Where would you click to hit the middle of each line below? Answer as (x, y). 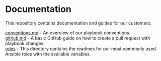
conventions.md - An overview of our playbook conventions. (68, 32)
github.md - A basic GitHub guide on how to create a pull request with (78, 38)
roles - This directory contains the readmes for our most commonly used (80, 48)
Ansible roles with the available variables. (48, 54)
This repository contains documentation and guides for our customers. (78, 23)
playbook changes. (25, 43)
